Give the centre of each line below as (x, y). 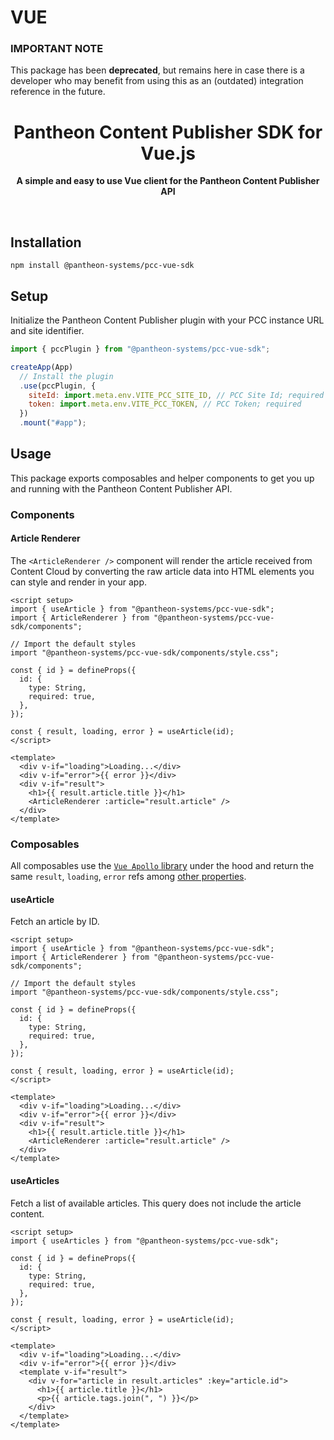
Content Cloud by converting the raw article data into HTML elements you (162, 571)
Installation (46, 242)
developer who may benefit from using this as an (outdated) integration (157, 81)
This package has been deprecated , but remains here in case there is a (157, 70)
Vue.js (168, 153)
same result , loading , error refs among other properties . (128, 877)
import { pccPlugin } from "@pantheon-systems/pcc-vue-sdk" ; (140, 349)
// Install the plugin (66, 376)
